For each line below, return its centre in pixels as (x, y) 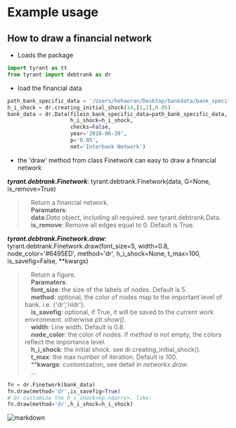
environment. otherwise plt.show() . (75, 319)
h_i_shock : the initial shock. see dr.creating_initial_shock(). (116, 349)
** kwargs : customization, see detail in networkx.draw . (110, 364)
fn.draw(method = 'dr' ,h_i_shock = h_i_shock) (70, 404)
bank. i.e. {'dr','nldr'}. (55, 304)
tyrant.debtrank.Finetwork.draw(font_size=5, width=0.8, (88, 246)
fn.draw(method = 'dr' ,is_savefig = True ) (64, 391)
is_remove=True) (32, 189)
